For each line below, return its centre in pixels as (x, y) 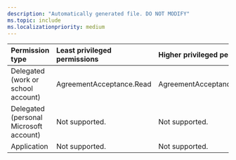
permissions (77, 59)
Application (29, 147)
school (22, 88)
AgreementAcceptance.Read (104, 84)
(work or (25, 80)
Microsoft (27, 126)
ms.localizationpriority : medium (56, 27)
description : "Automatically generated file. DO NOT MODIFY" (99, 14)
